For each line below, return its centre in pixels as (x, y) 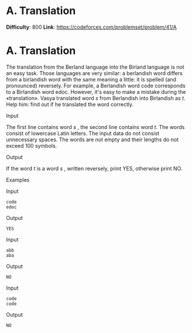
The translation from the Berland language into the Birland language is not (95, 67)
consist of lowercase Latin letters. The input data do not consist (83, 133)
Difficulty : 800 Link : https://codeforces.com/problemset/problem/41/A (91, 27)
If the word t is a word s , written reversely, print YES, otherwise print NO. (94, 168)
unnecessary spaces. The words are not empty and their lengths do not (92, 140)
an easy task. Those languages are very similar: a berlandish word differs (94, 73)
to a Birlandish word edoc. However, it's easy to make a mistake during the (96, 91)
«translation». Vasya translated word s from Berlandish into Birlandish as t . (96, 98)
